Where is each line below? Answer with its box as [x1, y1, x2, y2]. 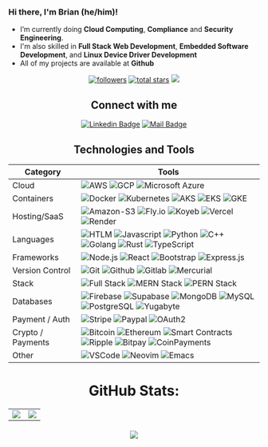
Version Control [12, 265, 71, 276]
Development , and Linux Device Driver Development [19, 50, 198, 60]
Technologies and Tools [73, 142, 195, 156]
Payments [12, 337, 50, 348]
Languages [12, 233, 54, 245]
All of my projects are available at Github [19, 58, 154, 68]
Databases [12, 295, 53, 306]
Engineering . [19, 33, 64, 42]
